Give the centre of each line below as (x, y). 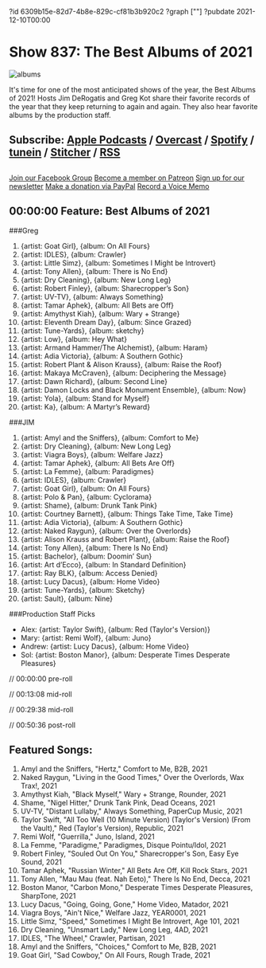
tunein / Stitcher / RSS (65, 153)
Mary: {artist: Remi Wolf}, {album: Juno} (86, 637)
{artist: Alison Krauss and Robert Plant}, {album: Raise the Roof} (125, 539)
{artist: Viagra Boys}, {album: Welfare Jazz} (92, 454)
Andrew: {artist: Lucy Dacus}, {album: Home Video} (105, 646)
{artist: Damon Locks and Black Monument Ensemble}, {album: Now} (133, 390)
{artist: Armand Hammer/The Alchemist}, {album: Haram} (114, 347)
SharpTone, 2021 (48, 896)
